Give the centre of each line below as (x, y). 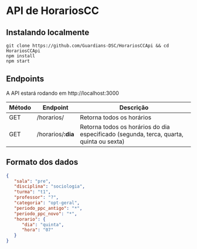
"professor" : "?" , (36, 198)
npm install (21, 56)
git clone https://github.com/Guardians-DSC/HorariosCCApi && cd (87, 46)
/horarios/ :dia (55, 134)
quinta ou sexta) (102, 141)
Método (20, 108)
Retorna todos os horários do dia (125, 127)
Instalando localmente (48, 32)
